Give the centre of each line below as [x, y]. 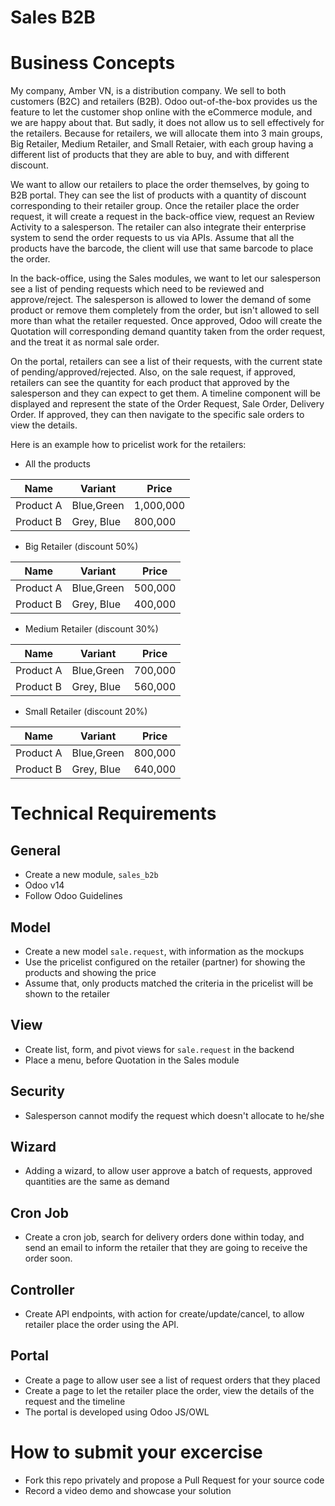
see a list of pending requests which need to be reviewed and [137, 289]
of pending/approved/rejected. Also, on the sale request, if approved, [153, 372]
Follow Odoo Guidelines [73, 896]
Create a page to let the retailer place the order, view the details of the [169, 1390]
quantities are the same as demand [97, 1182]
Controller [42, 1289]
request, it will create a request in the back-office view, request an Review [162, 217]
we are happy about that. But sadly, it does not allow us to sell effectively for [167, 123]
